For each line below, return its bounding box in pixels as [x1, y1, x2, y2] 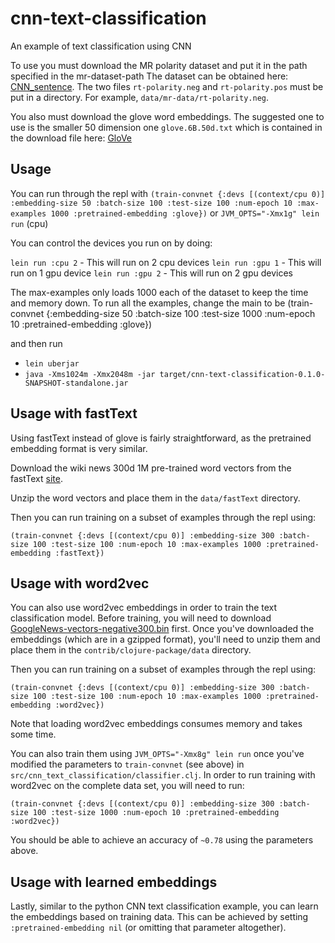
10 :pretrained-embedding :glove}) [10, 318, 153, 330]
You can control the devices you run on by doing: [10, 237, 213, 249]
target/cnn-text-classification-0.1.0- [159, 369, 326, 379]
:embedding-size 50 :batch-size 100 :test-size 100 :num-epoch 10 [10, 198, 293, 208]
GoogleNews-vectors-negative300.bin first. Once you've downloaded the [10, 623, 315, 635]
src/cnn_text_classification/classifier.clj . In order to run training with [10, 769, 316, 781]
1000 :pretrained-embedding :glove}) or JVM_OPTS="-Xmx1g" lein [50, 207, 320, 219]
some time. [10, 728, 57, 741]
